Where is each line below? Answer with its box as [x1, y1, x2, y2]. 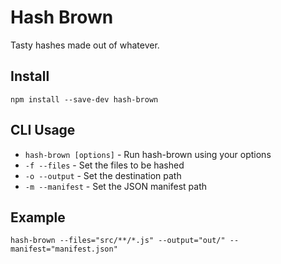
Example [10, 209, 66, 226]
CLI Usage [10, 122, 76, 139]
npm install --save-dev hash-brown [10, 94, 159, 105]
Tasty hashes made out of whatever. [10, 39, 160, 51]
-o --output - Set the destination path [24, 169, 182, 181]
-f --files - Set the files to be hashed [24, 159, 185, 171]
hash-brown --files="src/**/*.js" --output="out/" [10, 236, 226, 246]
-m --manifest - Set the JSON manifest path [24, 180, 208, 192]
